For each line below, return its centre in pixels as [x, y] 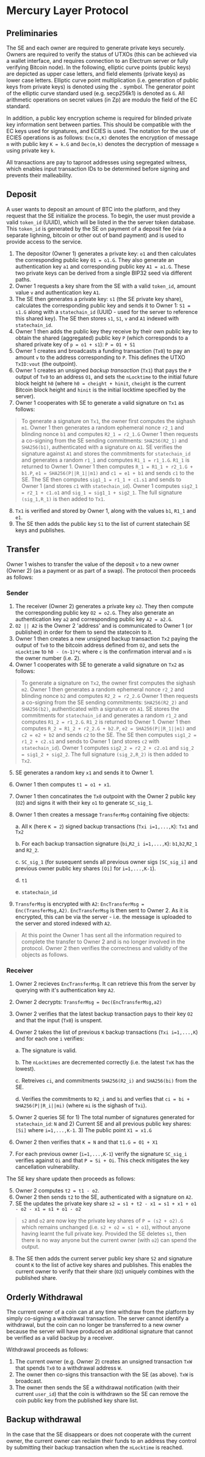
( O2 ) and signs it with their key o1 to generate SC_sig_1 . [84, 802]
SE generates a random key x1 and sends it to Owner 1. [84, 772]
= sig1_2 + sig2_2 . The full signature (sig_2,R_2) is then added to [105, 754]
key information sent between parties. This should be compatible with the [99, 125]
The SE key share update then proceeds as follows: [71, 1179]
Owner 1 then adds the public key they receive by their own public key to [106, 331]
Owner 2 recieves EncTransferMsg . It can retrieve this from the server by [106, 984]
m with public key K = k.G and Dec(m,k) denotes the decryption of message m [103, 144]
